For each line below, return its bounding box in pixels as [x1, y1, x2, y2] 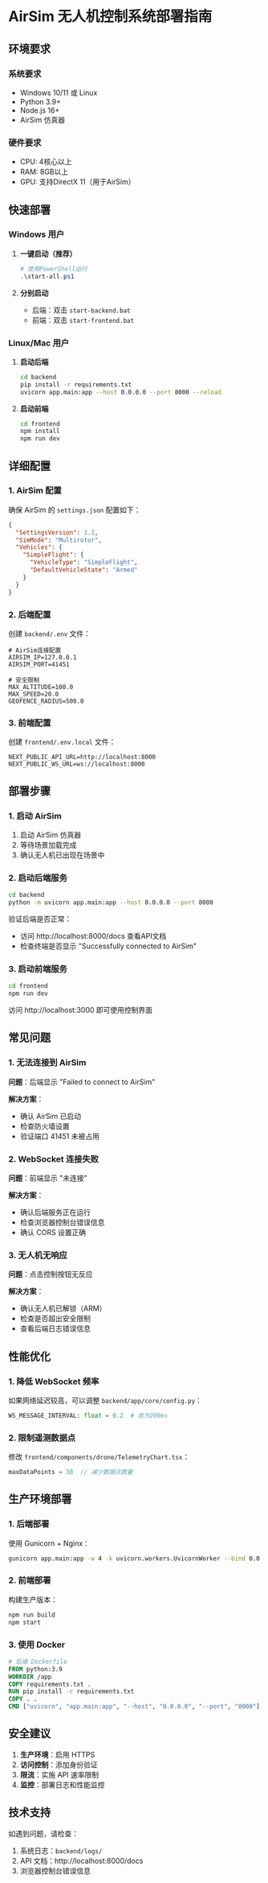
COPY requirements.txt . [8, 1680, 91, 1688]
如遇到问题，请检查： [8, 1828, 79, 1838]
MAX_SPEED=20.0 [8, 690, 59, 698]
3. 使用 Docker [8, 1639, 66, 1650]
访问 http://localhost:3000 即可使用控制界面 [8, 1005, 152, 1014]
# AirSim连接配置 [8, 646, 62, 655]
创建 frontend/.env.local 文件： [8, 737, 116, 747]
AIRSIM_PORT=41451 [8, 660, 70, 668]
